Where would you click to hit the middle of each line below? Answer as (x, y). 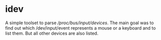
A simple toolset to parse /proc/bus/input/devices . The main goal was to (79, 23)
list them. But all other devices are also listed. (52, 33)
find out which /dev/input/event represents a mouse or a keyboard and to (80, 28)
